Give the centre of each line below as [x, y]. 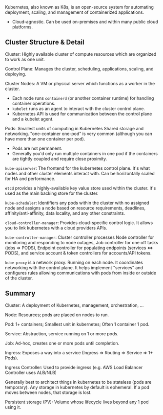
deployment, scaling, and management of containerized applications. [75, 12]
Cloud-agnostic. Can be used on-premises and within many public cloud [85, 22]
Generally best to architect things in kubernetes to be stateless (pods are [78, 382]
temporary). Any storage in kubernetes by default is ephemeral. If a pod [77, 387]
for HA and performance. [30, 179]
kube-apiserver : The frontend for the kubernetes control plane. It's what [78, 168]
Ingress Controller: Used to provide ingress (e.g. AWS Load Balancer [74, 367]
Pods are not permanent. [37, 148]
